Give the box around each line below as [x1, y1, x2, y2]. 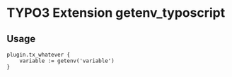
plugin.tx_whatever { [6, 51, 71, 58]
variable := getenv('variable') [19, 57, 115, 64]
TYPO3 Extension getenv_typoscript [6, 5, 226, 21]
